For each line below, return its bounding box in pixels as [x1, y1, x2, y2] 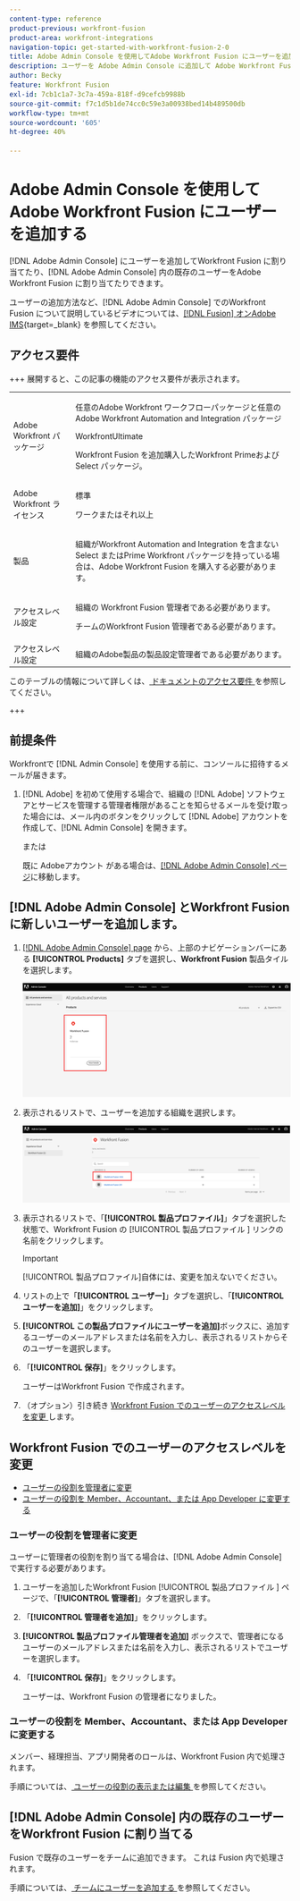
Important [21, 1253, 59, 1264]
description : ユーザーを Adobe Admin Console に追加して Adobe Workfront [9, 62, 276, 71]
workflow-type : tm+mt [9, 108, 90, 118]
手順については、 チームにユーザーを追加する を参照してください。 [9, 1882, 255, 1893]
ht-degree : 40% [9, 128, 66, 137]
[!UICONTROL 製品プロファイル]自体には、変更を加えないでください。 [21, 1272, 282, 1282]
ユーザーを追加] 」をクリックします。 [21, 1302, 158, 1313]
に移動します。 [29, 871, 85, 882]
